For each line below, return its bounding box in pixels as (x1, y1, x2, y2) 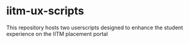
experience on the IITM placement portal (6, 30, 108, 37)
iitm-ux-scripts (6, 4, 84, 18)
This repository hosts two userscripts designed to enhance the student (6, 24, 184, 31)
